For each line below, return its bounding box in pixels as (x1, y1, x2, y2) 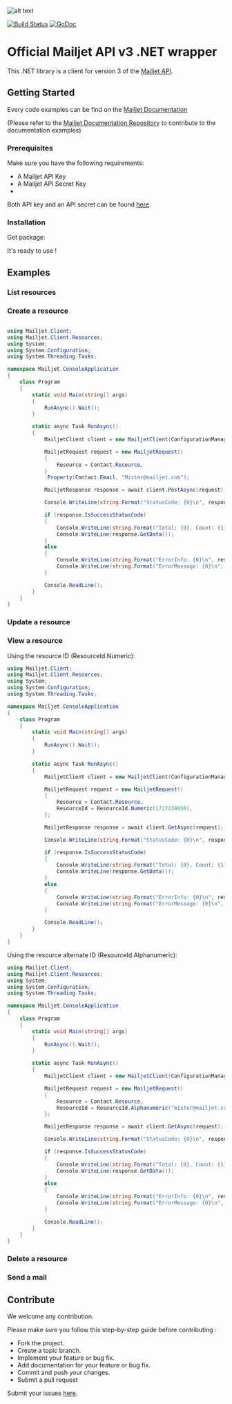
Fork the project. (17, 1338, 65, 1347)
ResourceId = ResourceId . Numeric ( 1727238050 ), (56, 805, 193, 812)
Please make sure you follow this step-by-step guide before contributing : (7, 1325, 217, 1334)
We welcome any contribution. (7, 1312, 94, 1320)
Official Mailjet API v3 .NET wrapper (7, 44, 217, 60)
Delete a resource (7, 1254, 68, 1264)
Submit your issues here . (7, 1389, 78, 1397)
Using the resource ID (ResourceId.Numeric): (7, 651, 135, 660)
